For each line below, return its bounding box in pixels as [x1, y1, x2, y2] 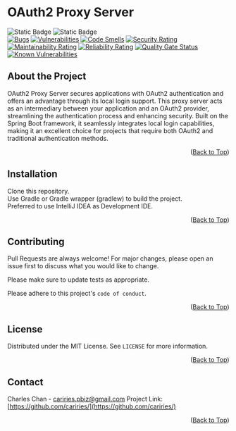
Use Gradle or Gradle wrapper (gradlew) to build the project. [7, 194, 182, 203]
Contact [7, 376, 44, 388]
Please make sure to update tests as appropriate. [7, 275, 150, 284]
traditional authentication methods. [7, 134, 109, 142]
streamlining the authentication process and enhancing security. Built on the [7, 111, 229, 120]
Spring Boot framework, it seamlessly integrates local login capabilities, [7, 119, 215, 127]
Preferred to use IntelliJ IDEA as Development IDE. [7, 201, 154, 210]
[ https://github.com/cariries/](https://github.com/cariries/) [7, 402, 176, 411]
